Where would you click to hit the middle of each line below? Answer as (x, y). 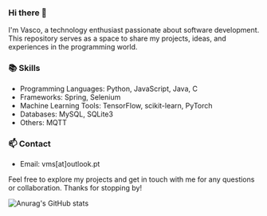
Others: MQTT (43, 122)
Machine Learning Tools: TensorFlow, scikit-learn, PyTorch (116, 105)
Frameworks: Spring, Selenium (70, 97)
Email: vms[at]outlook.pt (60, 163)
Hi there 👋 (28, 13)
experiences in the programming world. (73, 47)
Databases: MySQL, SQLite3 (67, 114)
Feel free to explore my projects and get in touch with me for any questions (132, 179)
